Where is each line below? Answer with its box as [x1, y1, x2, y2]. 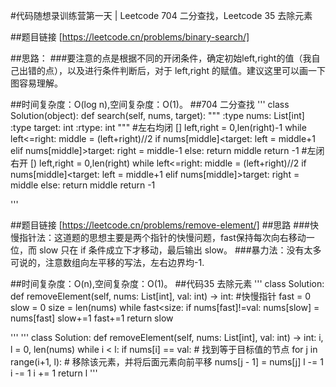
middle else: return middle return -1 [10, 179, 156, 191]
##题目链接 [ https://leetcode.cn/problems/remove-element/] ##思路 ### [10, 219, 310, 231]
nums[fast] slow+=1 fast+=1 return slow [10, 312, 174, 324]
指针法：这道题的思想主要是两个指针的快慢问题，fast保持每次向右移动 [18, 232, 307, 243]
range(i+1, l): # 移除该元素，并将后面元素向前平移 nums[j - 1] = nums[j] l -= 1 [10, 356, 324, 368]
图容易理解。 [10, 77, 63, 89]
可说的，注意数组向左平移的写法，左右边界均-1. [10, 257, 205, 268]
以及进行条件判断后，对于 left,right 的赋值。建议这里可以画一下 [66, 65, 326, 76]
